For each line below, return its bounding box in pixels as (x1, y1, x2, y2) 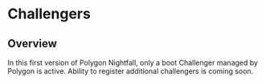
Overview (7, 37, 58, 50)
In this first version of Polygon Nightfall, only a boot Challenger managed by (7, 58, 259, 67)
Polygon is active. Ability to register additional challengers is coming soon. (7, 66, 254, 76)
